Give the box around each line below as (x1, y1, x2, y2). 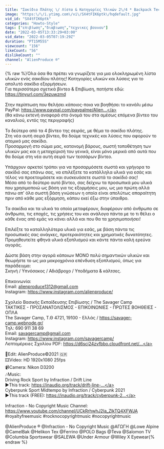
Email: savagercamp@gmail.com (5, 331, 71, 337)
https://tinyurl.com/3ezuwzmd (5, 91, 66, 97)
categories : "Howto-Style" (5, 21, 60, 26)
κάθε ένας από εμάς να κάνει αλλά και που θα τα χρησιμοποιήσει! (5, 216, 141, 222)
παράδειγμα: (5, 263, 31, 269)
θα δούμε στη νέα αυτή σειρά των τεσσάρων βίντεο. (5, 154, 113, 159)
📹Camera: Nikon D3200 (5, 364, 55, 370)
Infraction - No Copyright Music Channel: (5, 403, 88, 409)
